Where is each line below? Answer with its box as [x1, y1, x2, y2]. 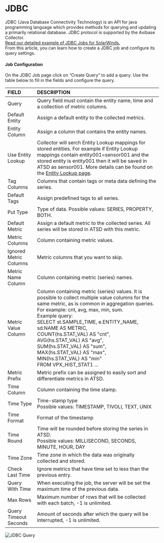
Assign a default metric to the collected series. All [37, 220, 151, 227]
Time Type [7, 401, 32, 407]
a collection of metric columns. [37, 103, 108, 110]
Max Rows [7, 497, 32, 503]
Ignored [7, 248, 26, 255]
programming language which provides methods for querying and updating [5, 24, 157, 30]
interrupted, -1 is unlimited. [37, 517, 101, 523]
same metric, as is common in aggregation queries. [37, 301, 154, 307]
